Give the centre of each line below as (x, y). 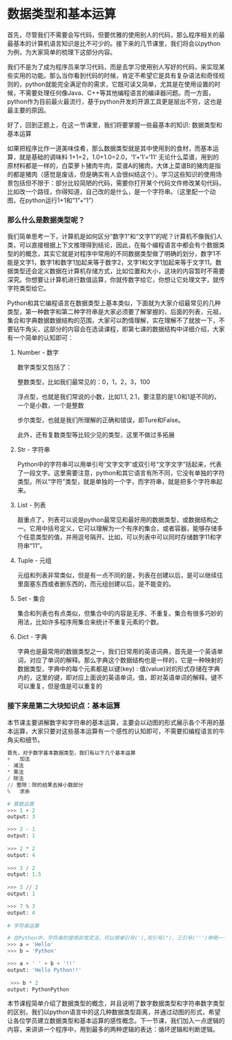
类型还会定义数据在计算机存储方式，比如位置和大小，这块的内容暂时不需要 (119, 271)
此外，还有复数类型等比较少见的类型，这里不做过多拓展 (96, 435)
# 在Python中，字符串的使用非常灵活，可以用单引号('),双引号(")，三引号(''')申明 (113, 938)
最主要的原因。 (28, 110)
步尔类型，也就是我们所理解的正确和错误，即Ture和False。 (101, 420)
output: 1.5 (24, 874)
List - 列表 (31, 505)
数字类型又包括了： (45, 367)
